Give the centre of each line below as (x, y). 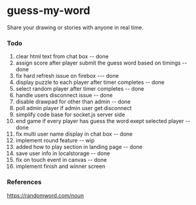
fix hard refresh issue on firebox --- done (67, 76)
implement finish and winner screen (60, 166)
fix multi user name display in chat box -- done (74, 134)
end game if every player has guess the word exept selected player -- (103, 121)
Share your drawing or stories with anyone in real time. (75, 27)
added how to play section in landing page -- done (79, 147)
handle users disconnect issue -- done (64, 96)
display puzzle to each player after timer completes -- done (90, 82)
